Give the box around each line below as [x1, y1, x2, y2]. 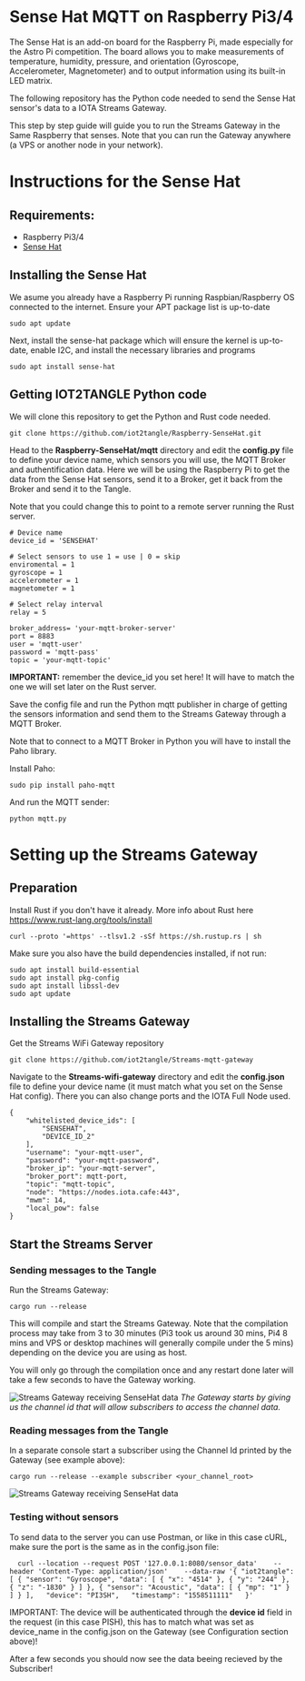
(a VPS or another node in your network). [9, 139, 163, 150]
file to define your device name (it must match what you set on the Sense [9, 1081, 283, 1092]
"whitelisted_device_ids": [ [25, 1116, 136, 1125]
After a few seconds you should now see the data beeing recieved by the [9, 1653, 283, 1664]
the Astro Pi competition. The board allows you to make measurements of [9, 45, 284, 56]
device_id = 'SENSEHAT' [9, 536, 100, 545]
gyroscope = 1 [9, 568, 64, 577]
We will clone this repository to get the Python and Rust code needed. [9, 411, 271, 422]
